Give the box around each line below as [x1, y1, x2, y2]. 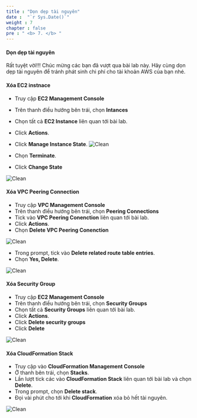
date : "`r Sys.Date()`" [6, 14, 69, 20]
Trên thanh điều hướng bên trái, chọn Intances [14, 106, 128, 113]
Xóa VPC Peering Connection [6, 188, 79, 195]
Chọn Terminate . [14, 152, 57, 159]
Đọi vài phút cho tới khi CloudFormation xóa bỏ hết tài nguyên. [14, 394, 168, 401]
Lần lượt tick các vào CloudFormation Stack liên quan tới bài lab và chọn [14, 376, 192, 383]
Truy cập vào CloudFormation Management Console [14, 363, 145, 370]
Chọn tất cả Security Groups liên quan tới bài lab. [14, 306, 135, 313]
